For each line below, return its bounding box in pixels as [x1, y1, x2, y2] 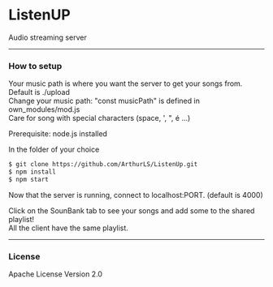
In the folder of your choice [8, 144, 100, 155]
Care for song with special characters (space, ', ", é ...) [8, 114, 191, 123]
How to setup [8, 60, 63, 71]
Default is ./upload [8, 88, 71, 97]
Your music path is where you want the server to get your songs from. [8, 79, 243, 88]
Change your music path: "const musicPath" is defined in [8, 96, 201, 106]
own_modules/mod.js [8, 105, 80, 114]
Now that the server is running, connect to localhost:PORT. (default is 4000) [8, 190, 264, 199]
